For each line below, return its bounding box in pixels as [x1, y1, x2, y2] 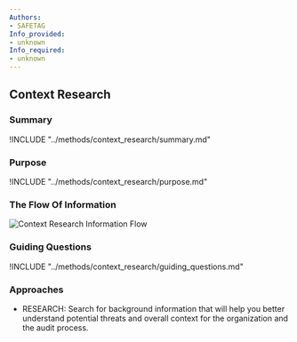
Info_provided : [9, 29, 66, 38]
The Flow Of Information [9, 198, 117, 211]
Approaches [9, 283, 64, 296]
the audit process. [21, 322, 89, 333]
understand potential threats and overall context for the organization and [21, 313, 289, 323]
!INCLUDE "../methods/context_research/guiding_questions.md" [9, 261, 245, 272]
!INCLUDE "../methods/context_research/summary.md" [9, 134, 212, 145]
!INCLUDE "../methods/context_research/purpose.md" [9, 176, 208, 187]
